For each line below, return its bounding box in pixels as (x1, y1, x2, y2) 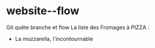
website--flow (6, 4, 80, 18)
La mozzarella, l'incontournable (14, 35, 93, 42)
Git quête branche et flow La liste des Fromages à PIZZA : (6, 24, 150, 31)
